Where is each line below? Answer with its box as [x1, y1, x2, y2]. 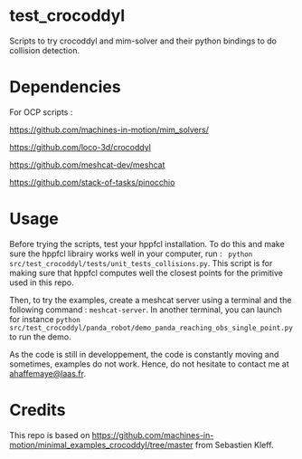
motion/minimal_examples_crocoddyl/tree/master [9, 439, 193, 450]
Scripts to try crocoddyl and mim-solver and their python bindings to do [9, 35, 278, 46]
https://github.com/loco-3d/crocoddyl [9, 141, 152, 152]
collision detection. [9, 44, 80, 55]
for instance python [9, 313, 81, 324]
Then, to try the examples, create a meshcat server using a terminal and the [9, 294, 292, 305]
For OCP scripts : [9, 106, 73, 118]
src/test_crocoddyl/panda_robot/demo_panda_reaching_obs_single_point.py [9, 323, 294, 332]
